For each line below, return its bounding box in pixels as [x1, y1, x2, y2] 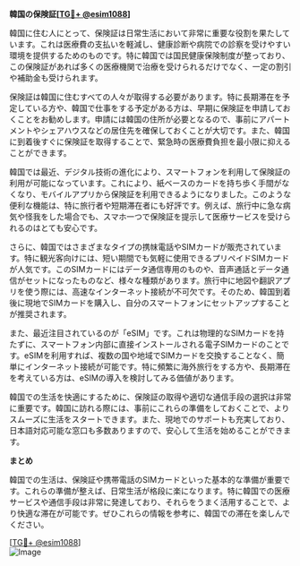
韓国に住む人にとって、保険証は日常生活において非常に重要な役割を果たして [9, 28, 291, 39]
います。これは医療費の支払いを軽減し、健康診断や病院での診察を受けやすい [9, 39, 291, 49]
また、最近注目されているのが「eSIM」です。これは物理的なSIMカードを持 [9, 328, 285, 339]
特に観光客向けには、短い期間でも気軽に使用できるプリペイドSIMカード [23, 253, 289, 263]
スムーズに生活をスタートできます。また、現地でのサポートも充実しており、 [9, 414, 290, 424]
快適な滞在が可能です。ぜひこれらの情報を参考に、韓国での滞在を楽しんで [16, 508, 291, 519]
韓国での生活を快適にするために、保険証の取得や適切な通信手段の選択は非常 [9, 391, 292, 402]
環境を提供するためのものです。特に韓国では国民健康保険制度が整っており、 [9, 50, 290, 61]
